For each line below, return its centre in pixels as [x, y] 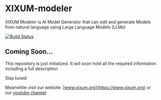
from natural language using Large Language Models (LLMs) [65, 27]
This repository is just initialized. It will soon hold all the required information [81, 63]
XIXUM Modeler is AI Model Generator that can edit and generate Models [78, 22]
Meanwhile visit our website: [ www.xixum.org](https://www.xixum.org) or [78, 87]
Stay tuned [16, 78]
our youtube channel [26, 92]
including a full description [31, 68]
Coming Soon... [29, 52]
